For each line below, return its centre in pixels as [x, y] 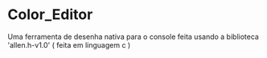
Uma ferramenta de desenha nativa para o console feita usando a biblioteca [133, 37]
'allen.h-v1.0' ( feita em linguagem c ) [69, 44]
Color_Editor [50, 15]
